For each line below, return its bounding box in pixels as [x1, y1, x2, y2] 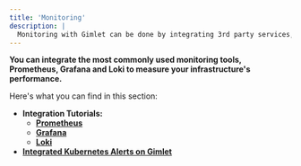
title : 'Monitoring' [9, 13, 87, 22]
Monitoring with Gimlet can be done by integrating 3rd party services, [17, 30, 295, 39]
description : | [9, 22, 66, 31]
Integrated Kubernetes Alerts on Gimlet [21, 146, 173, 157]
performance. [9, 74, 63, 84]
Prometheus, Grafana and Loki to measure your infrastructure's [9, 64, 251, 74]
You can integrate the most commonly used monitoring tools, [9, 55, 242, 66]
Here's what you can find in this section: [9, 91, 159, 101]
